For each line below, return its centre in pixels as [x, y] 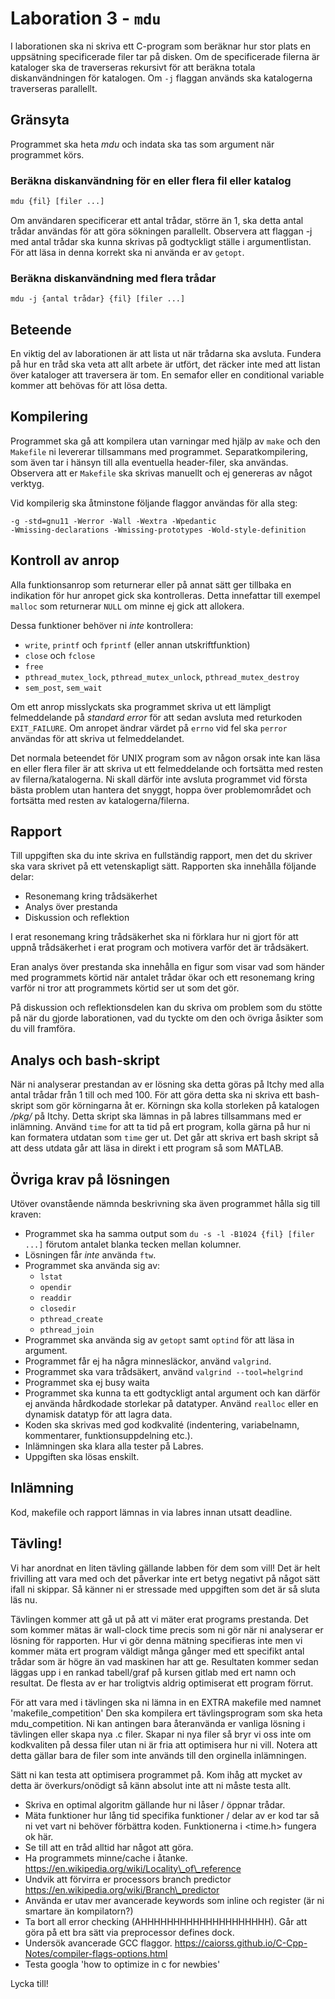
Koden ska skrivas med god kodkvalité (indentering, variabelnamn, [162, 1425]
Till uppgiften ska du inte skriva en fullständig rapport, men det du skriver [161, 856]
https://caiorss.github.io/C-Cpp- [241, 1943]
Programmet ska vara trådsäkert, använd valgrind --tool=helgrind [163, 1372]
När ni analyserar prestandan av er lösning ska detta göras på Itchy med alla [167, 1084]
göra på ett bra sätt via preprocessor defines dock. [129, 1932]
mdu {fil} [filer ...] [57, 202]
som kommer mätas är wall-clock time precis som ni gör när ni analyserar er [167, 1629]
